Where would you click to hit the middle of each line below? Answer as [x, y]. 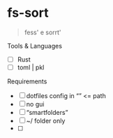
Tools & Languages [35, 46]
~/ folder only [46, 121]
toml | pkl [31, 67]
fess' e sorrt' [43, 32]
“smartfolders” [47, 113]
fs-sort [28, 13]
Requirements [27, 81]
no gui [35, 104]
